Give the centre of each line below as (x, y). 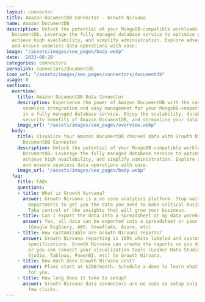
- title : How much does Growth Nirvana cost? (76, 261)
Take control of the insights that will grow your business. (108, 210)
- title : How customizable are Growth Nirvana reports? (90, 233)
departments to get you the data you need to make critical (106, 205)
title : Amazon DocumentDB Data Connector (70, 97)
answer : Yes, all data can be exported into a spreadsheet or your (110, 222)
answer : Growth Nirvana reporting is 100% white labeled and (102, 238)
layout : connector (30, 12)
